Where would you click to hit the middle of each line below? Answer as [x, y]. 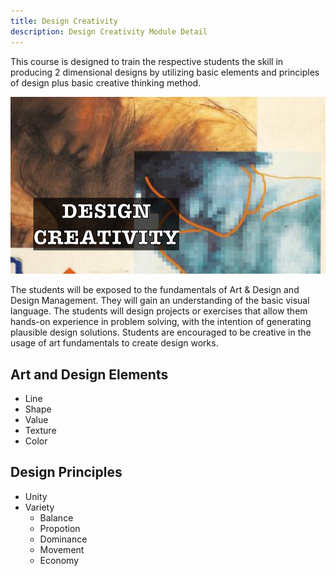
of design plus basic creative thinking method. [106, 82]
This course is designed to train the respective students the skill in [147, 61]
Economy [59, 560]
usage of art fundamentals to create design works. [114, 343]
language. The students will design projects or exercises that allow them [159, 311]
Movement [62, 549]
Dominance [63, 539]
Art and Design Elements [89, 374]
